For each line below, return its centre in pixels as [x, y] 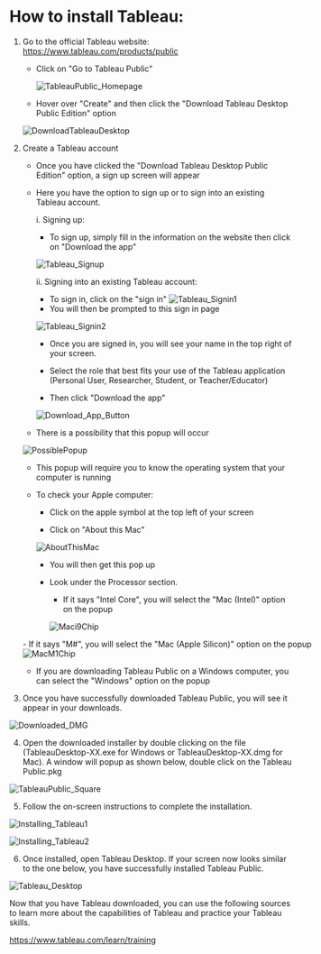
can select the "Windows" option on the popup [123, 680]
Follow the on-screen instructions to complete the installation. [137, 806]
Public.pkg [42, 771]
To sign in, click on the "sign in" [108, 298]
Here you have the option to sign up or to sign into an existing [150, 192]
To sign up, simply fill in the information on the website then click [170, 237]
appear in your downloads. [72, 707]
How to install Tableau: [97, 17]
